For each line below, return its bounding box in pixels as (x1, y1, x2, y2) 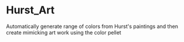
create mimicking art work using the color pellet (6, 29, 121, 36)
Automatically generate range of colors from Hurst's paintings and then (6, 23, 179, 30)
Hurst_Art (6, 3, 55, 17)
